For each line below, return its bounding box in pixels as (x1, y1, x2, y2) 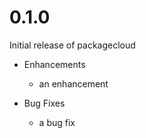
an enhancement (38, 77, 109, 90)
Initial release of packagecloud (9, 39, 136, 51)
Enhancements (23, 58, 86, 70)
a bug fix (38, 116, 76, 128)
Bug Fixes (23, 97, 66, 109)
